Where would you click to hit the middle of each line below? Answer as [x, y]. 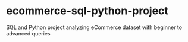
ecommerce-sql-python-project [87, 11]
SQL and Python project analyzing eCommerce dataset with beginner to [94, 27]
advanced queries [28, 33]
